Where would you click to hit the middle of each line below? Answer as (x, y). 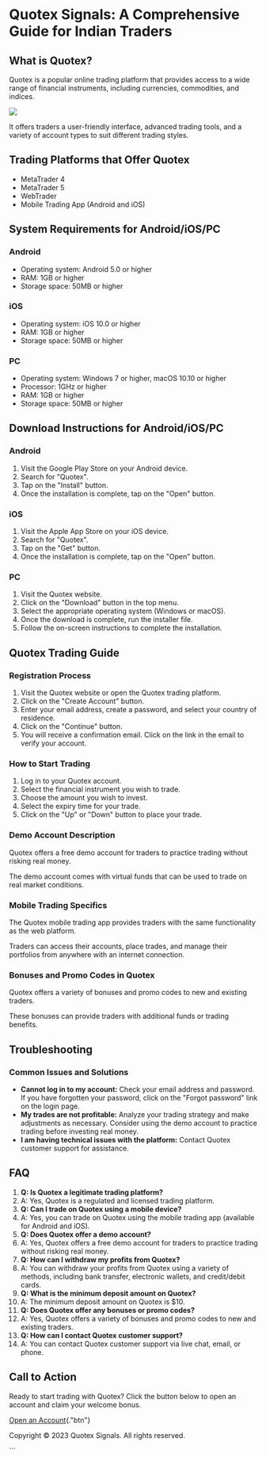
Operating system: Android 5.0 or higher (86, 269)
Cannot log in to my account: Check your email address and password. (137, 1089)
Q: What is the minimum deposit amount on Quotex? (108, 1293)
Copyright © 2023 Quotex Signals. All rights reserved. (97, 1435)
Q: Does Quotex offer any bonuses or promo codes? (107, 1310)
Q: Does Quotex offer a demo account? (85, 1234)
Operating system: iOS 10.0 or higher (80, 323)
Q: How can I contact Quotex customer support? (101, 1335)
